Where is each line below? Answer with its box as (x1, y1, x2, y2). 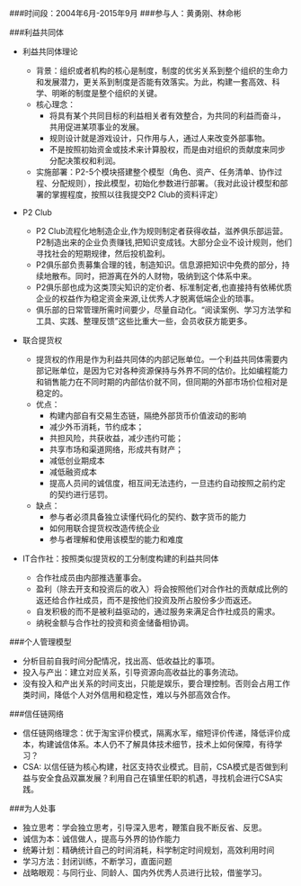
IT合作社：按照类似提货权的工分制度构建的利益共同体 (22, 553, 219, 564)
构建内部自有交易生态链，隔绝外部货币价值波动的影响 (49, 411, 247, 420)
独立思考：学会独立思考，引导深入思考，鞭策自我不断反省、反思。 (22, 822, 267, 833)
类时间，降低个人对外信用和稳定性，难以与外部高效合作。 (22, 690, 235, 700)
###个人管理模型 (9, 637, 72, 646)
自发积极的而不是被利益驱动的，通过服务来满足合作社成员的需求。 (35, 606, 280, 617)
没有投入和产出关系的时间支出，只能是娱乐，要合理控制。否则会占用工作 (22, 678, 290, 689)
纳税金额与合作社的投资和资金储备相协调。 (35, 618, 194, 628)
